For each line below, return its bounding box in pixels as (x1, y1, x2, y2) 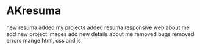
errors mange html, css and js (6, 37, 81, 44)
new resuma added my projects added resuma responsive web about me (6, 24, 190, 31)
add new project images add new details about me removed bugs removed (6, 30, 195, 37)
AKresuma (6, 4, 62, 18)
